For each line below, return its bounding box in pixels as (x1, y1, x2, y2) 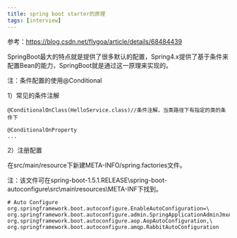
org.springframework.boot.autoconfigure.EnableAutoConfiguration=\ (7, 205, 210, 212)
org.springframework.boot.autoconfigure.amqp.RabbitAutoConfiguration (7, 223, 219, 230)
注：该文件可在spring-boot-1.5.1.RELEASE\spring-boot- (7, 176, 168, 184)
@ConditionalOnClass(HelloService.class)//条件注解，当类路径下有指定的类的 (7, 107, 221, 114)
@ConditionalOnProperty (7, 126, 78, 133)
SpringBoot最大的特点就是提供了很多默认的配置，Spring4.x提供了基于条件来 (7, 52, 229, 61)
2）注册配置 (7, 145, 42, 154)
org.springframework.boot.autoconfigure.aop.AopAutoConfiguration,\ (7, 217, 213, 225)
